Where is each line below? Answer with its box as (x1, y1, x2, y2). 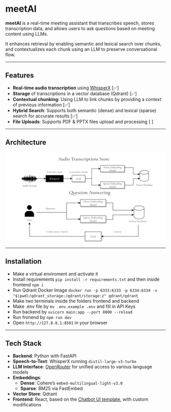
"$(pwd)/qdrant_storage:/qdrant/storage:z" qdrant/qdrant (12, 293, 138, 299)
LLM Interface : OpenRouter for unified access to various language (12, 363, 153, 370)
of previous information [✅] (12, 102, 70, 108)
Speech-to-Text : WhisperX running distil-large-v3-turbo (12, 358, 136, 364)
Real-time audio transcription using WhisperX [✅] (12, 85, 119, 91)
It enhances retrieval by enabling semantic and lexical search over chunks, (5, 40, 162, 46)
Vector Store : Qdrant (12, 391, 58, 397)
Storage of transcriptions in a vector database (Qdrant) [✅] (12, 90, 137, 96)
